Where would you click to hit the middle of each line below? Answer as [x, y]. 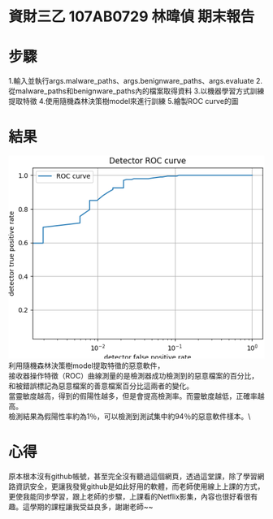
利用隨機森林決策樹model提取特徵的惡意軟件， [87, 365]
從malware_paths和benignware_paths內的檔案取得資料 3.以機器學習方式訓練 [136, 91]
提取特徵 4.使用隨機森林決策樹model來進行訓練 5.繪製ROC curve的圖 [123, 102]
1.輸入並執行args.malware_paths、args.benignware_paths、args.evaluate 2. [135, 81]
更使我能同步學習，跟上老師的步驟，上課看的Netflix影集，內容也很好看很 [130, 496]
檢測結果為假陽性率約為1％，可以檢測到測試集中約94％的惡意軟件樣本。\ [130, 416]
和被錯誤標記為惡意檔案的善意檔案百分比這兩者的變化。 [101, 386]
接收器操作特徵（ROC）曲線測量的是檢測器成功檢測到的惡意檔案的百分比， [133, 375]
